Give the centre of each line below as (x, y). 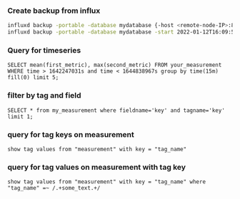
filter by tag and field (44, 96)
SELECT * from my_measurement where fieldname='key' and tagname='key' (116, 110)
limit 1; (20, 116)
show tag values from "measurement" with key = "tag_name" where (106, 182)
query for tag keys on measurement (71, 134)
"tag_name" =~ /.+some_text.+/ (54, 188)
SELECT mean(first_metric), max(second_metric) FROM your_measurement (115, 65)
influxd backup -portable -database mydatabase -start (91, 32)
